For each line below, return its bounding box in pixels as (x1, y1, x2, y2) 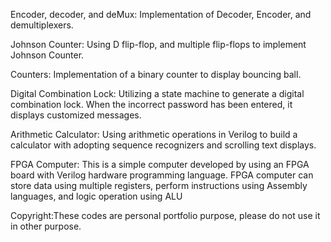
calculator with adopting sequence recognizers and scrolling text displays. (10, 139, 317, 151)
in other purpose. (10, 220, 82, 232)
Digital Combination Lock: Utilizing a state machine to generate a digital (10, 88, 305, 99)
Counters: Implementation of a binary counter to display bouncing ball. (10, 69, 302, 80)
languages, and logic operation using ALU (10, 190, 183, 202)
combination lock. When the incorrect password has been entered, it (10, 99, 293, 110)
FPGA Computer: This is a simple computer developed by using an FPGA (10, 159, 310, 170)
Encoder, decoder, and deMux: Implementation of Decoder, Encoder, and (10, 9, 312, 20)
